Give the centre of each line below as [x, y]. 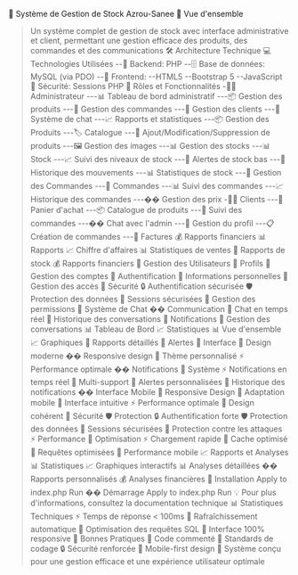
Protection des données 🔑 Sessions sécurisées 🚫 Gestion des [143, 299]
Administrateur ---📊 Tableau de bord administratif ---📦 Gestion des [156, 96]
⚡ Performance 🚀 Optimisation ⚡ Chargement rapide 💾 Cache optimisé [159, 439]
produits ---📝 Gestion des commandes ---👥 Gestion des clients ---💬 [155, 109]
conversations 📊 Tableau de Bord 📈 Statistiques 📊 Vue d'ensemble [156, 329]
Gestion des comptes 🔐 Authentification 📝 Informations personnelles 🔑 [159, 276]
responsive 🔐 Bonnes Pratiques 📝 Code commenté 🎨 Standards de [152, 538]
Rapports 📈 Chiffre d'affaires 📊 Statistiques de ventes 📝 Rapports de [157, 250]
